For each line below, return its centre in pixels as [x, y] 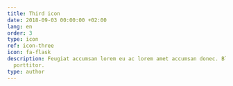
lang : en [20, 26]
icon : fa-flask [29, 53]
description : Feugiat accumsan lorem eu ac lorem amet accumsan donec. [113, 59]
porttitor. [29, 65]
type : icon [23, 40]
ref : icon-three [31, 46]
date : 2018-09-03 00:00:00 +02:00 [57, 20]
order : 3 [20, 33]
